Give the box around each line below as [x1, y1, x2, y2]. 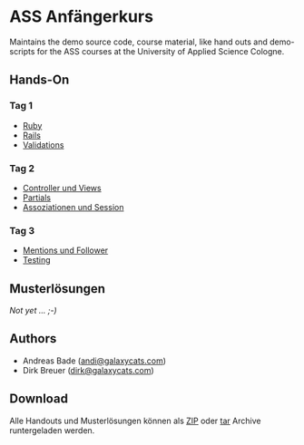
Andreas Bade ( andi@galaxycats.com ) [22, 355, 166, 366]
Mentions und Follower [22, 245, 109, 256]
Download [9, 392, 68, 407]
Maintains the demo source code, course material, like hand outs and [9, 36, 268, 47]
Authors [9, 331, 57, 346]
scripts [9, 45, 35, 56]
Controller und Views [22, 182, 102, 193]
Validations [22, 139, 64, 150]
